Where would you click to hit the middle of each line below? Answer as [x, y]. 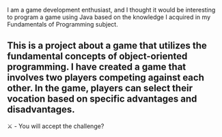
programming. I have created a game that [97, 67]
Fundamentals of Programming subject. [63, 24]
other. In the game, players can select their [100, 88]
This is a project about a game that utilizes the [107, 46]
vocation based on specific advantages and [102, 99]
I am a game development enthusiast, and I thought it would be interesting [111, 10]
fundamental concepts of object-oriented [97, 56]
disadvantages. [41, 109]
